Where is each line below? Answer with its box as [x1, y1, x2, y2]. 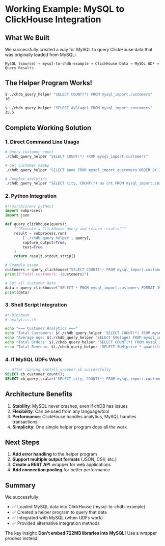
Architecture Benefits [5, 390, 73, 398]
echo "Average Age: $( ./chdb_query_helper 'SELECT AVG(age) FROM [5, 335, 141, 340]
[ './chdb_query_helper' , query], [23, 235, 91, 241]
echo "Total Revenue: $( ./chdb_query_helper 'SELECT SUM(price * [5, 344, 141, 349]
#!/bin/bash [5, 312, 29, 318]
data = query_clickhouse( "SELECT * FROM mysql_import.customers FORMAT [5, 285, 155, 290]
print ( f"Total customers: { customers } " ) [5, 272, 89, 276]
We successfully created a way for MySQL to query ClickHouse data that [5, 47, 153, 52]
